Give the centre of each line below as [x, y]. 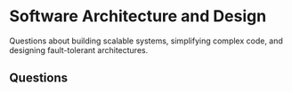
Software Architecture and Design [138, 16]
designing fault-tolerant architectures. [79, 50]
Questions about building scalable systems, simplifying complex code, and [146, 41]
